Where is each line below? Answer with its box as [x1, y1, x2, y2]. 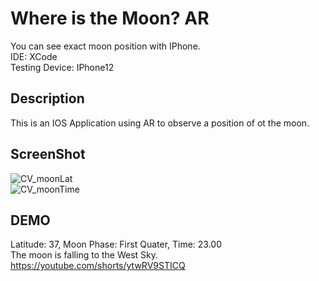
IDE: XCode [10, 50, 58, 62]
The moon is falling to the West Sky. [10, 249, 159, 261]
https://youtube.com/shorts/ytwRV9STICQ [10, 260, 186, 272]
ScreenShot [10, 146, 86, 163]
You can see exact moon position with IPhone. [10, 40, 201, 52]
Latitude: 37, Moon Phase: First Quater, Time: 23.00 [10, 238, 223, 251]
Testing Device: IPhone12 [10, 61, 115, 73]
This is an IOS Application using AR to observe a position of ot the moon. [10, 117, 310, 129]
